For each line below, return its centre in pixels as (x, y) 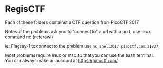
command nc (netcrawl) (29, 37)
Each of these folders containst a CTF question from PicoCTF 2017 (72, 22)
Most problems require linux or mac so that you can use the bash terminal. (80, 55)
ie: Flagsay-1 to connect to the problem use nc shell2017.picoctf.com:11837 (82, 46)
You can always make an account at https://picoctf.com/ (62, 60)
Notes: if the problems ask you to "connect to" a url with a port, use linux (78, 31)
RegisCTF (25, 9)
